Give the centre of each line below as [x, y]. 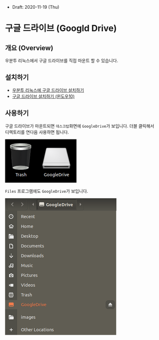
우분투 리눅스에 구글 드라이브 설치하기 [48, 90]
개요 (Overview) [29, 48]
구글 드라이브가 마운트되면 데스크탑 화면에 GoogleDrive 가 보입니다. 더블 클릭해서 [80, 126]
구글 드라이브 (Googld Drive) [61, 28]
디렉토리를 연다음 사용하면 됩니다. [37, 132]
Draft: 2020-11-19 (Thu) [36, 7]
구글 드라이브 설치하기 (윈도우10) [43, 96]
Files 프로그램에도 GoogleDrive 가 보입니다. [47, 191]
